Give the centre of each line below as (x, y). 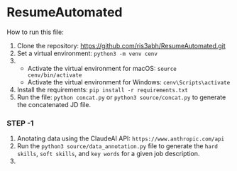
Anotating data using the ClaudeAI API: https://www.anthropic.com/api (121, 138)
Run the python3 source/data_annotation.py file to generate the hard (117, 146)
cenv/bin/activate (55, 75)
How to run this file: (35, 32)
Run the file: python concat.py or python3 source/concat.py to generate (121, 97)
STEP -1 (20, 123)
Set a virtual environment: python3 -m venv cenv (87, 53)
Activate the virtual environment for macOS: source (102, 68)
